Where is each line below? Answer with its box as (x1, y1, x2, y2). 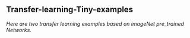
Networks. (6, 26, 31, 33)
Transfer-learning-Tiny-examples (6, 5, 134, 15)
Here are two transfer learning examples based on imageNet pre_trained (6, 20, 185, 27)
